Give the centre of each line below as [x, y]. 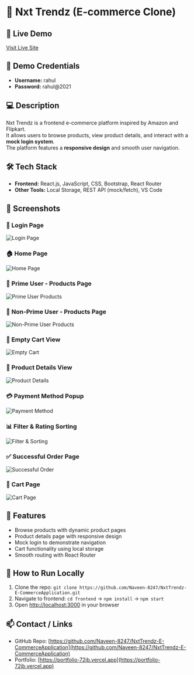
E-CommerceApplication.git [47, 593]
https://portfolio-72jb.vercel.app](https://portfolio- [100, 660]
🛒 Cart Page [23, 484]
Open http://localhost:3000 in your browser [67, 605]
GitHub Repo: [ [32, 641]
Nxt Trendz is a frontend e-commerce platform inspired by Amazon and [92, 123]
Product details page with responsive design [68, 536]
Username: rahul [35, 80]
